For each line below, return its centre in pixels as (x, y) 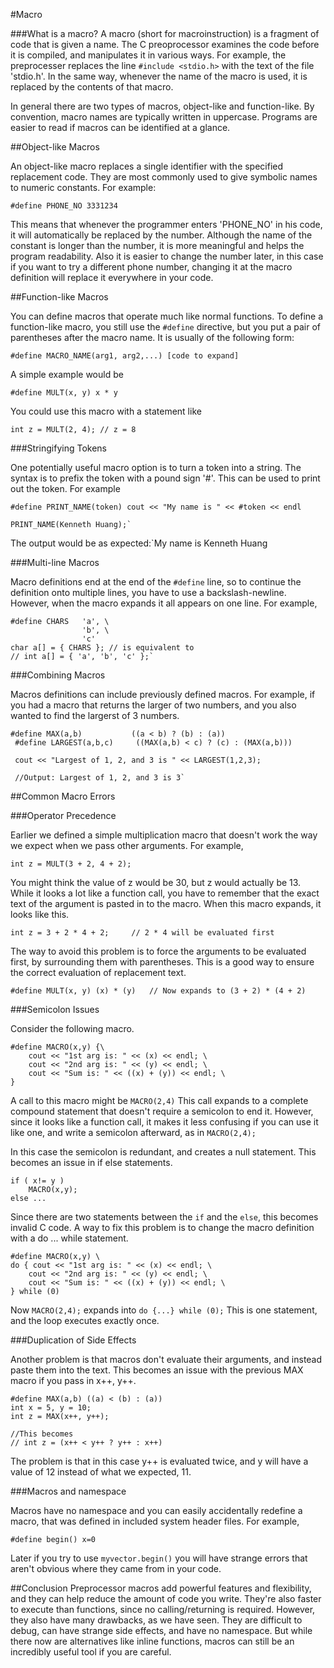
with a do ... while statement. (69, 1238)
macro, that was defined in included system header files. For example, (155, 1521)
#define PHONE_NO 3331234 (64, 206)
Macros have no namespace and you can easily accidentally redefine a (156, 1510)
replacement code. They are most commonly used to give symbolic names (164, 177)
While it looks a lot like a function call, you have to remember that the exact (165, 893)
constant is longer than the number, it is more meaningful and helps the (157, 245)
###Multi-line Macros (55, 562)
